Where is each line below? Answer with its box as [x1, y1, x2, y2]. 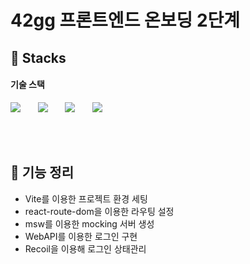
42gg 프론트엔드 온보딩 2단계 [10, 9, 241, 32]
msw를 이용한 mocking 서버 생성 [24, 217, 155, 230]
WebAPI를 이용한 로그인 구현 [24, 230, 138, 242]
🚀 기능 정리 [10, 164, 75, 181]
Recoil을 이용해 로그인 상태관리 [24, 242, 147, 255]
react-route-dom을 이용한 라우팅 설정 [24, 205, 175, 217]
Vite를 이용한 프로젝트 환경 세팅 [24, 192, 148, 205]
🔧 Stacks [10, 49, 67, 66]
